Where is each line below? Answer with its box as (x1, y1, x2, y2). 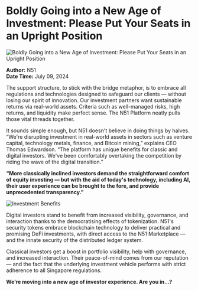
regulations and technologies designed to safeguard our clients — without (6, 90, 186, 97)
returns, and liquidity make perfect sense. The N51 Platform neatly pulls (6, 109, 180, 116)
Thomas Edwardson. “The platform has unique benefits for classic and (6, 146, 178, 153)
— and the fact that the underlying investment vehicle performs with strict (6, 260, 186, 267)
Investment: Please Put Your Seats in (6, 17, 191, 30)
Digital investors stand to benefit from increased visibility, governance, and (6, 211, 189, 218)
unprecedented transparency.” (6, 188, 84, 195)
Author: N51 (6, 66, 37, 73)
